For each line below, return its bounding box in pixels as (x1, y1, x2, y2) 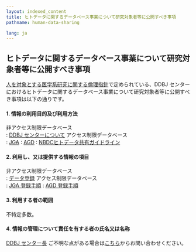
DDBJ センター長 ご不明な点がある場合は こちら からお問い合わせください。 (6, 239, 187, 246)
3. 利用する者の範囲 (6, 197, 54, 204)
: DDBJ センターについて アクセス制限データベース (6, 131, 128, 138)
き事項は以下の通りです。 (6, 96, 67, 103)
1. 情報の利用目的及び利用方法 (6, 110, 78, 117)
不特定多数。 (6, 210, 37, 217)
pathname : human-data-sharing (6, 19, 80, 25)
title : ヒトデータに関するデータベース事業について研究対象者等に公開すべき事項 (6, 14, 177, 20)
